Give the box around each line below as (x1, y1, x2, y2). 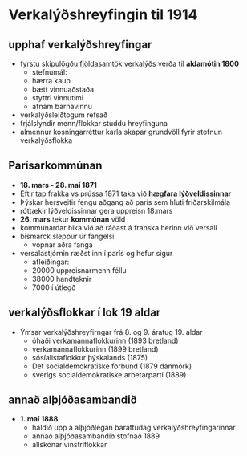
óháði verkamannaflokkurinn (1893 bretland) (31, 336, 179, 345)
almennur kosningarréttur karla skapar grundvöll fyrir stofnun (19, 127, 223, 136)
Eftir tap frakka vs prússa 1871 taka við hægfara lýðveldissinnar (19, 189, 232, 198)
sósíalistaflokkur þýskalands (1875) (31, 352, 148, 362)
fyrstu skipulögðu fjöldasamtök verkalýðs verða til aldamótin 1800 (19, 59, 239, 68)
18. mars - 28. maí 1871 (19, 180, 98, 189)
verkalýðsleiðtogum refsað (19, 110, 108, 120)
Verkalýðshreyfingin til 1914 (8, 6, 198, 24)
